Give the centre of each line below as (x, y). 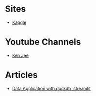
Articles (21, 75)
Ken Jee (20, 55)
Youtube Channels (43, 42)
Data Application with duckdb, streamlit (51, 88)
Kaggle (19, 22)
